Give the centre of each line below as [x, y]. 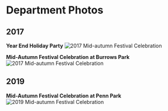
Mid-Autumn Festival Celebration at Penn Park [64, 96]
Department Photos [55, 10]
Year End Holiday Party [35, 46]
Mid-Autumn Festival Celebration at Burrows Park [68, 57]
